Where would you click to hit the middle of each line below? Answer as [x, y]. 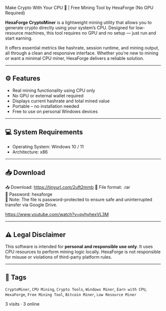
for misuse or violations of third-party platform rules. [59, 257]
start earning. [19, 38]
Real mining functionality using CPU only [54, 90]
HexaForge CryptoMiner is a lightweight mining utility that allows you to [79, 22]
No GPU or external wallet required [48, 95]
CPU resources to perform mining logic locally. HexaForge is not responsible [83, 252]
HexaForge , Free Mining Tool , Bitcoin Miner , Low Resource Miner [71, 295]
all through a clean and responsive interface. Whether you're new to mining [82, 53]
